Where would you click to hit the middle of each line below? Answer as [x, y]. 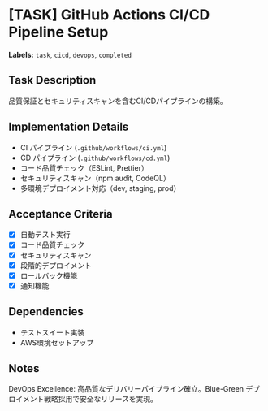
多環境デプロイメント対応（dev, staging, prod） [100, 188]
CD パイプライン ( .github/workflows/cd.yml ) [95, 158]
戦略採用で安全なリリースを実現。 [101, 399]
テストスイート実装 [52, 332]
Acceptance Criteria [61, 214]
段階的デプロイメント [56, 265]
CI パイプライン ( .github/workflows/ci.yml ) [93, 147]
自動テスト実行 [45, 235]
